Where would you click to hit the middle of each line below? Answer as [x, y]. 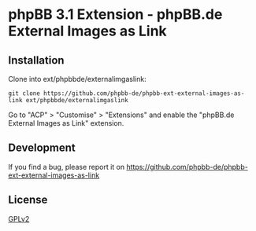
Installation [36, 60]
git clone [24, 93]
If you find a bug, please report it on [67, 167]
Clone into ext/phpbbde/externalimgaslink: [78, 79]
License [28, 200]
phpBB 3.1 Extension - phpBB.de [115, 15]
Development [42, 148]
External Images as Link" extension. [66, 123]
